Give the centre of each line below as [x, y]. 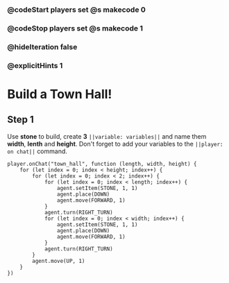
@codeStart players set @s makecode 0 [76, 10]
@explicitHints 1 [35, 65]
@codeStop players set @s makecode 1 [75, 28]
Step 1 [21, 120]
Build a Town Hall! [60, 94]
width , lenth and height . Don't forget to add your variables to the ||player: [115, 144]
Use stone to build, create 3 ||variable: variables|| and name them [107, 136]
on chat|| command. [37, 151]
